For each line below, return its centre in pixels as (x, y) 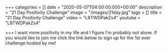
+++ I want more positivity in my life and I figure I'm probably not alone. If (81, 32)
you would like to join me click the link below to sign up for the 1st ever (78, 38)
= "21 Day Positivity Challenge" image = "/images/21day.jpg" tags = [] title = (83, 12)
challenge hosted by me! (31, 43)
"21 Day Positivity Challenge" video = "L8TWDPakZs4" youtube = (73, 18)
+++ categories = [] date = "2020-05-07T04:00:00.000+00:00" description (83, 7)
